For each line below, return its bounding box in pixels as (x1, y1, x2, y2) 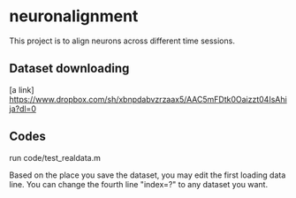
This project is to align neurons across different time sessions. (9, 35, 236, 46)
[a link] (9, 84, 34, 95)
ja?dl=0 (9, 103, 37, 114)
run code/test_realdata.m (9, 152, 102, 163)
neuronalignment (9, 6, 139, 27)
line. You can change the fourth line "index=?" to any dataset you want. (9, 179, 268, 189)
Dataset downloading (9, 61, 130, 76)
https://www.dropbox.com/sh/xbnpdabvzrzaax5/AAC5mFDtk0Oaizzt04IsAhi (9, 94, 287, 104)
